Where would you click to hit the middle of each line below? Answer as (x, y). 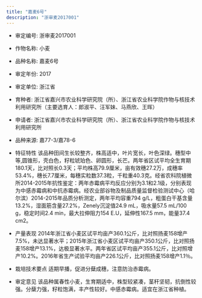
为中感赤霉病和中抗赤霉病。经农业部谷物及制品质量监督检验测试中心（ (102, 190)
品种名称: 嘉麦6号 (37, 61)
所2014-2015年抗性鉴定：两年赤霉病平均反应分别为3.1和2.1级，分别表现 (103, 183)
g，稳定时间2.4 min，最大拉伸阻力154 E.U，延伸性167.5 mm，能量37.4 (102, 213)
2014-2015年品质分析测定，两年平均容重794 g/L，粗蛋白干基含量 (112, 198)
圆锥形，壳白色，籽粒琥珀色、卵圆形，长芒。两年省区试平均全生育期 (106, 160)
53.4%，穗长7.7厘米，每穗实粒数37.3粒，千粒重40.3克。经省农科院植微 (103, 175)
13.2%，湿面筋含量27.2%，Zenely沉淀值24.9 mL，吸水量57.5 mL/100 (101, 205)
